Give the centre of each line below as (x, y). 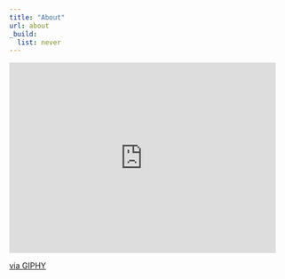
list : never (40, 42)
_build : (24, 34)
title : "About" (37, 17)
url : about (29, 26)
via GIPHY (28, 266)
